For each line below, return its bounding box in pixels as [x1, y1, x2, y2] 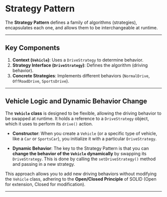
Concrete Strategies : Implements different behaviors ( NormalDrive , [12, 72, 150, 78]
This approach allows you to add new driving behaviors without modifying [5, 171, 157, 177]
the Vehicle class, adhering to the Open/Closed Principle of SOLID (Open [5, 176, 157, 182]
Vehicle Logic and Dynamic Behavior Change [5, 97, 148, 106]
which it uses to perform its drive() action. [5, 121, 93, 127]
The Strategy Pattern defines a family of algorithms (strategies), [5, 19, 138, 25]
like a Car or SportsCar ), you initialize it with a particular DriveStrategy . [12, 135, 157, 141]
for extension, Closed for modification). [5, 181, 85, 187]
